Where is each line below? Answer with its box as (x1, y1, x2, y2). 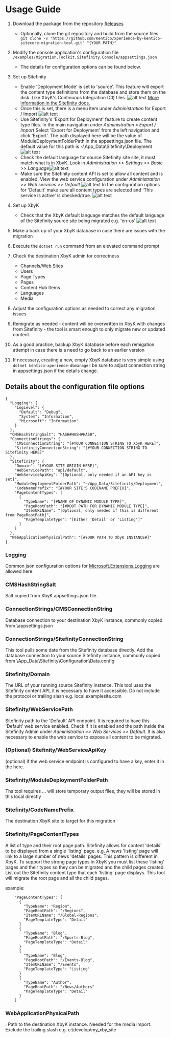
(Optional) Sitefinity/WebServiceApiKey (5, 746, 107, 753)
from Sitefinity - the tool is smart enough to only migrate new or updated (12, 326, 165, 332)
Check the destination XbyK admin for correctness (12, 252, 119, 259)
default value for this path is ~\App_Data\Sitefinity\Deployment (20, 143, 152, 149)
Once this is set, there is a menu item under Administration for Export (20, 105, 166, 111)
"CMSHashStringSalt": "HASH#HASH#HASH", (10, 431, 97, 437)
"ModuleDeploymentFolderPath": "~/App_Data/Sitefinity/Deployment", (14, 481, 163, 486)
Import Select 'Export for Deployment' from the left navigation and (20, 127, 160, 133)
